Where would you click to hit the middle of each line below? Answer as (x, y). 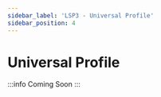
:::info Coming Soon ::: (44, 84)
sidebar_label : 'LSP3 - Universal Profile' (81, 16)
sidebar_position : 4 (42, 23)
